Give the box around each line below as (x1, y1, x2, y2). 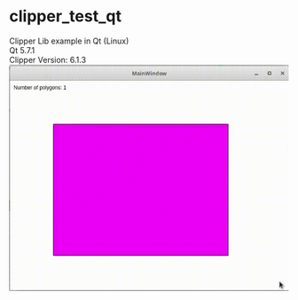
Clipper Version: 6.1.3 (9, 54, 87, 65)
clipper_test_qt (9, 6, 122, 27)
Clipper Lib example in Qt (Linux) (9, 36, 129, 46)
